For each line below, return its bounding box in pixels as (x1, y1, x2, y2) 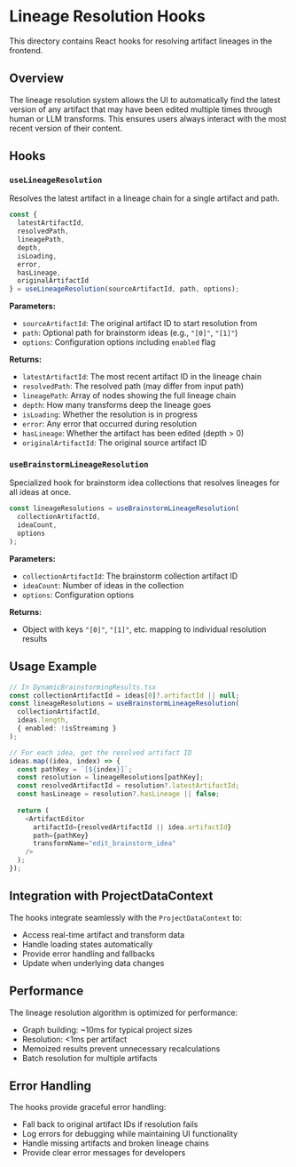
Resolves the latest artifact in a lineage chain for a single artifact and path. (9, 193, 280, 204)
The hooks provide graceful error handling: (9, 1102, 167, 1113)
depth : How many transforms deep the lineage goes (21, 400, 211, 411)
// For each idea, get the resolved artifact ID (9, 748, 192, 757)
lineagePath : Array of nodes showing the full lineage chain (21, 390, 237, 401)
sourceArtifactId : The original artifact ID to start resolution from (21, 318, 258, 329)
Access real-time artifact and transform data (21, 929, 185, 939)
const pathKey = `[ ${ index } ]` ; (17, 764, 133, 774)
